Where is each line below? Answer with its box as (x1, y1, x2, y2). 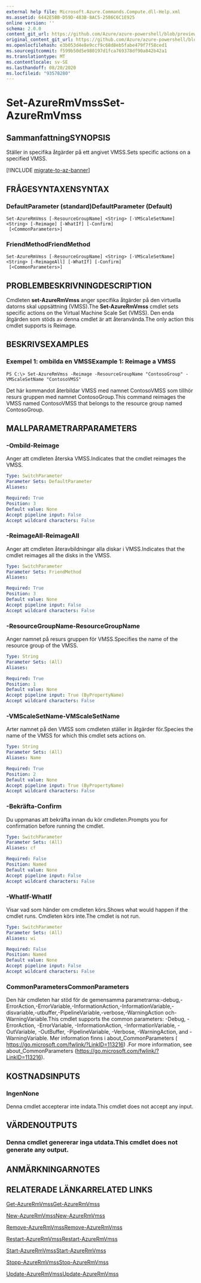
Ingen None (6, 1089, 39, 1097)
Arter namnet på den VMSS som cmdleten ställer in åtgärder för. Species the (6, 726, 193, 733)
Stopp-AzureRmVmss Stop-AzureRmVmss (6, 1259, 109, 1266)
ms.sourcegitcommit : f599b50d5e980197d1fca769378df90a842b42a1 (6, 48, 167, 54)
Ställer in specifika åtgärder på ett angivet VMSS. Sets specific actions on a (6, 148, 191, 156)
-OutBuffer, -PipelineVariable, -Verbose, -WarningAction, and (38, 1028, 188, 1036)
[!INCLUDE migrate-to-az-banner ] (6, 166, 90, 174)
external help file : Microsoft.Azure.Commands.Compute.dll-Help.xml (6, 8, 181, 15)
